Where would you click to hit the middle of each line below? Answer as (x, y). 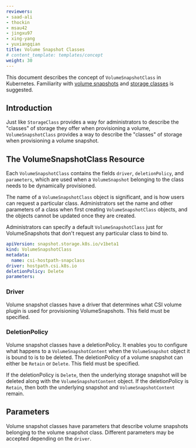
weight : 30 (19, 60)
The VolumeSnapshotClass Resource (75, 159)
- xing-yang (20, 39)
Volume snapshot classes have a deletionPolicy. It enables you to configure (97, 345)
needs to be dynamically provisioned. (51, 186)
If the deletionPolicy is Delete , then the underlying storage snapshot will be (97, 375)
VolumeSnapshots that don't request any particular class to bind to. (87, 233)
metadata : (18, 255)
